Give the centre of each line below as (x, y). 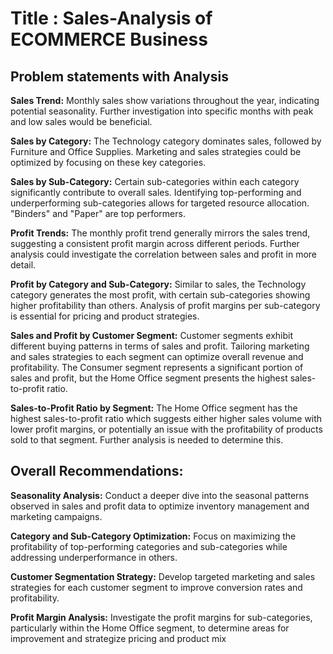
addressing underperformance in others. (94, 557)
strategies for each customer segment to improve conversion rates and (156, 587)
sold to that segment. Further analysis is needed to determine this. (147, 440)
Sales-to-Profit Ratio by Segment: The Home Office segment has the (154, 408)
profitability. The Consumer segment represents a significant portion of (157, 367)
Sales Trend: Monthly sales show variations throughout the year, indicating (165, 100)
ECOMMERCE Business (109, 39)
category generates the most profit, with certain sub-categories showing (160, 295)
